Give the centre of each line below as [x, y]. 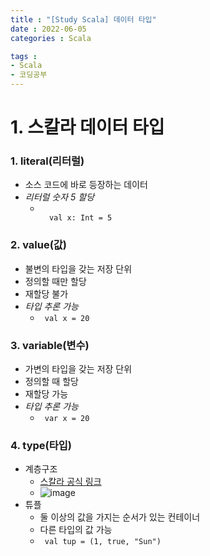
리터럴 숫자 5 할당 [59, 197]
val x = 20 [67, 318]
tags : [24, 56]
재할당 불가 [46, 293]
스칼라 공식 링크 [70, 482]
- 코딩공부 [29, 75]
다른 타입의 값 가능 [76, 530]
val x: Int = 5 [80, 218]
